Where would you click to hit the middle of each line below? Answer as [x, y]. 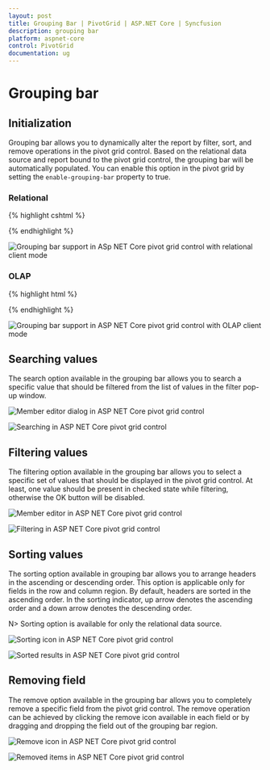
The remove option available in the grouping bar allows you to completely [130, 700]
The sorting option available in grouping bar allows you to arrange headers [132, 574]
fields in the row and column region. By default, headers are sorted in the [130, 591]
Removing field [47, 681]
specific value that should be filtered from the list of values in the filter [125, 387]
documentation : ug [39, 53]
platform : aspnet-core [46, 38]
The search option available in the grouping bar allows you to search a [125, 379]
